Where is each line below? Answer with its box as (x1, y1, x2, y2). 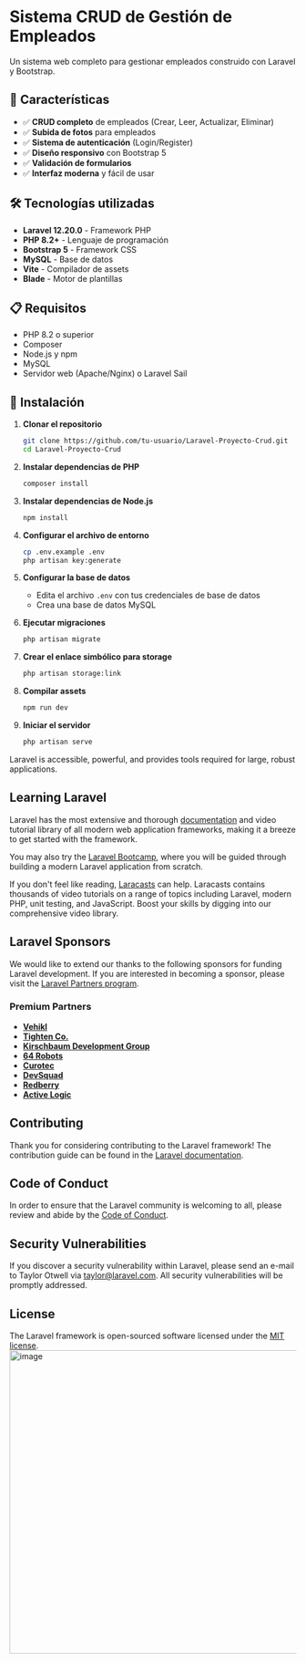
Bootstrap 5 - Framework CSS (22, 244, 138, 255)
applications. (9, 764, 57, 774)
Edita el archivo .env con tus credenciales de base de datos (36, 590, 261, 601)
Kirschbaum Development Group (22, 1040, 150, 1051)
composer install (22, 479, 89, 488)
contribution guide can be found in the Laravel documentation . (9, 1149, 244, 1160)
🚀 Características (9, 92, 110, 108)
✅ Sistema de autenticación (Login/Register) (22, 137, 194, 148)
